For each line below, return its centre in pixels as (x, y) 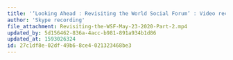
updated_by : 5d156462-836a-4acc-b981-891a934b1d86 (82, 33)
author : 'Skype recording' (46, 20)
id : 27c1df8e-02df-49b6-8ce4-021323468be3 (69, 46)
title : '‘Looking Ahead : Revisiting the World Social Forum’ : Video (111, 13)
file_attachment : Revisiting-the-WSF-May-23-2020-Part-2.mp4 (97, 26)
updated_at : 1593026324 (42, 39)
